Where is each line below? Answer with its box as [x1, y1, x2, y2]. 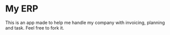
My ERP [5, 3, 39, 14]
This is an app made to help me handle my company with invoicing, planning [5, 19, 165, 25]
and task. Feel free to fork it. [5, 24, 64, 30]
